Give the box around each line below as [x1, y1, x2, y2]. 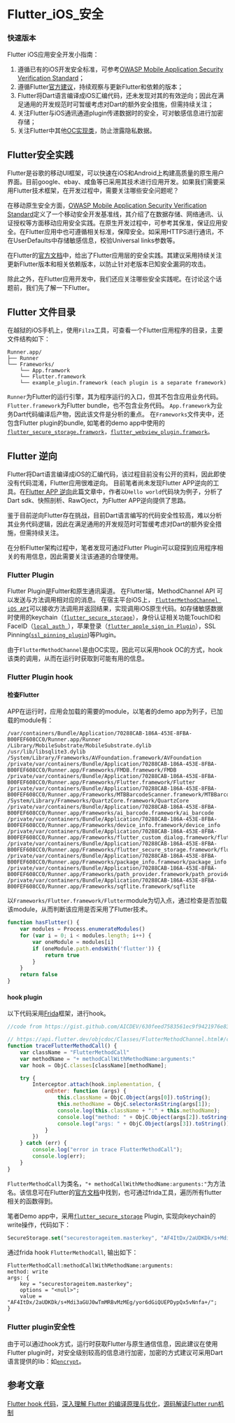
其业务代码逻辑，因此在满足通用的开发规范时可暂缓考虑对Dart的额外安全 [7, 520, 216, 528]
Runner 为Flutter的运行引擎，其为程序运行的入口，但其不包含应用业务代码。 [7, 393, 222, 401]
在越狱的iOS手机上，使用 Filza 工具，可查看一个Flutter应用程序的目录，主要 [7, 326, 224, 335]
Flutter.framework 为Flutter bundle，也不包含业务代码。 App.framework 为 [7, 401, 217, 410]
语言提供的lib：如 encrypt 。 [7, 1356, 85, 1366]
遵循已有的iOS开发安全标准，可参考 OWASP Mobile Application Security [17, 65, 224, 74]
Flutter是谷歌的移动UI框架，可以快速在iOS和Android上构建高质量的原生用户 [7, 169, 225, 177]
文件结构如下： [7, 335, 50, 343]
